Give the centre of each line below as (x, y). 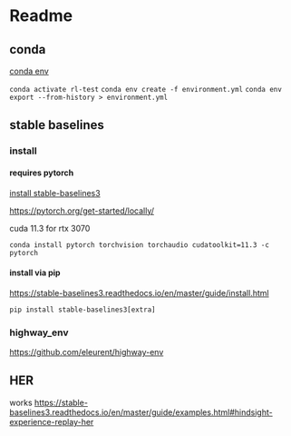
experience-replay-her (52, 421)
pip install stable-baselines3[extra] (82, 310)
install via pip (35, 272)
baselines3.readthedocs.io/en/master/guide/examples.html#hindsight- (141, 412)
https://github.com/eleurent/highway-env (87, 352)
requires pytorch (42, 173)
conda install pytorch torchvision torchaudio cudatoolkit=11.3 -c (140, 245)
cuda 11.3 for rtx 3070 (50, 228)
